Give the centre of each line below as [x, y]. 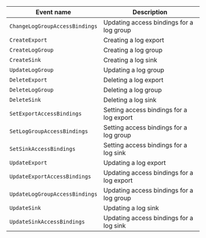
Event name [54, 12]
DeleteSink [25, 100]
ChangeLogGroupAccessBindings [54, 26]
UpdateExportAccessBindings [50, 176]
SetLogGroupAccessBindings [49, 131]
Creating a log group [133, 50]
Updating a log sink [131, 208]
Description [150, 12]
